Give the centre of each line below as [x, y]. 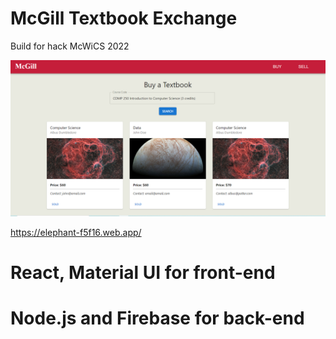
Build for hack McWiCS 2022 [70, 46]
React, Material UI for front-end [143, 273]
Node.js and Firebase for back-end [157, 318]
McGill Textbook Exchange [124, 18]
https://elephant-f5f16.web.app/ [76, 232]
